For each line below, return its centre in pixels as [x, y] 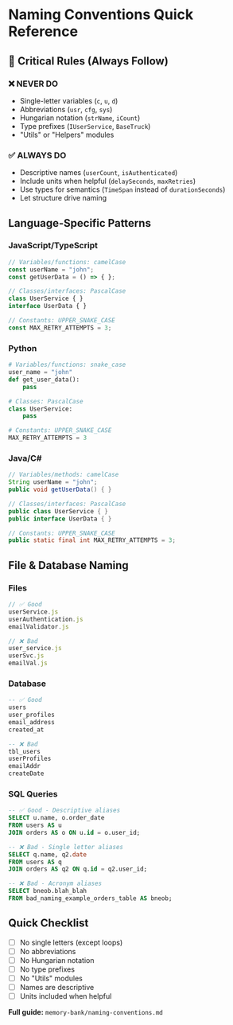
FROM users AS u [35, 825]
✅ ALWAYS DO [37, 155]
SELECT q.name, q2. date [48, 854]
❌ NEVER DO [33, 84]
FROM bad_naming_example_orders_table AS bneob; [90, 898]
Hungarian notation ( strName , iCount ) [80, 118]
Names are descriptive [57, 988]
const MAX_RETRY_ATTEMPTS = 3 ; [60, 328]
